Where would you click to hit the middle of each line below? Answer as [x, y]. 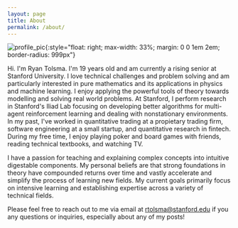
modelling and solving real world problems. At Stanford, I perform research [117, 99]
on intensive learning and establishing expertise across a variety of [106, 188]
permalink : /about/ [36, 27]
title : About [27, 21]
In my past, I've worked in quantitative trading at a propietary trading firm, [115, 121]
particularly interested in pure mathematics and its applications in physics [115, 84]
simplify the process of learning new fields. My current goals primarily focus [119, 180]
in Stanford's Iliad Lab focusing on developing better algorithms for [106, 107]
